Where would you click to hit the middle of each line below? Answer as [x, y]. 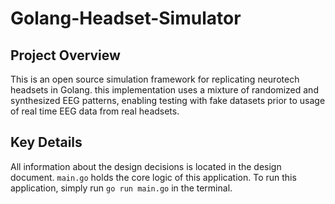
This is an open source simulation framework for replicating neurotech [155, 79]
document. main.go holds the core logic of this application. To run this [153, 177]
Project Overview [65, 55]
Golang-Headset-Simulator [126, 18]
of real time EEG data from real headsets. [95, 111]
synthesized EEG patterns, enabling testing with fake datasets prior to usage [168, 100]
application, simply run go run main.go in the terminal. [121, 188]
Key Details [46, 142]
